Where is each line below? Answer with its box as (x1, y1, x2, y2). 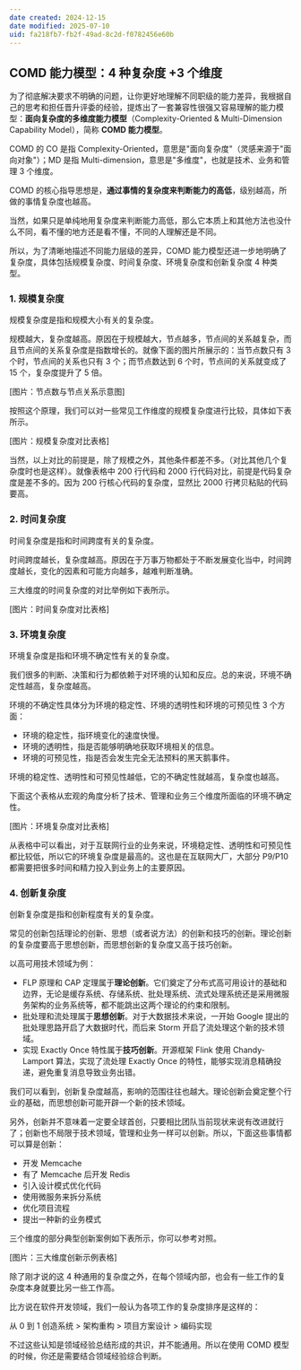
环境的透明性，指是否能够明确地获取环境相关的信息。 (21, 741, 219, 752)
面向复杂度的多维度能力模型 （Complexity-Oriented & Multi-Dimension (25, 113, 282, 124)
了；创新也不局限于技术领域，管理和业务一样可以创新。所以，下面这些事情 (9, 1128, 284, 1139)
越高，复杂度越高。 (24, 681, 96, 692)
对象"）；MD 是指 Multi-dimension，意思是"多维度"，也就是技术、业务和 (16, 154, 282, 166)
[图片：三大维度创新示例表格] (9, 1252, 118, 1263)
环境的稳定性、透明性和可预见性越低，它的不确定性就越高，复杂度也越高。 (9, 772, 284, 782)
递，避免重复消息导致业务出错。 (21, 1067, 141, 1078)
